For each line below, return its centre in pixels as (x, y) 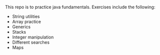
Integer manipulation (33, 37)
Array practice (27, 22)
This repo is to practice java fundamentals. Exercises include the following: (80, 7)
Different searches (31, 42)
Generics (21, 27)
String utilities (26, 16)
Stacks (19, 32)
